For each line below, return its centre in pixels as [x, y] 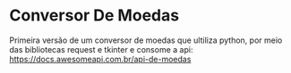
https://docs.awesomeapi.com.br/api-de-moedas [100, 59]
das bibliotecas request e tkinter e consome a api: [101, 49]
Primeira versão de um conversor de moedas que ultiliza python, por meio [146, 40]
